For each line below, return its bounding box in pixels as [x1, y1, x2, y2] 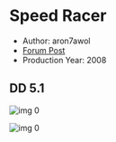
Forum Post [22, 44, 66, 55]
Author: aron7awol [22, 35, 91, 46]
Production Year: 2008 [22, 54, 107, 65]
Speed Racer [9, 5, 107, 26]
